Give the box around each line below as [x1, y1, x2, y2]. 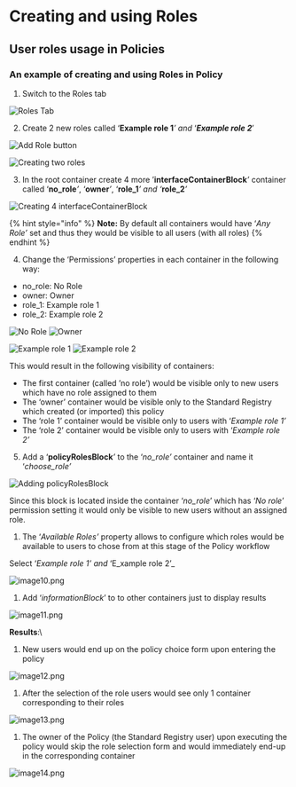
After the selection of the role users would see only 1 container [21, 688, 251, 698]
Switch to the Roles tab [21, 88, 107, 98]
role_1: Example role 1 [21, 299, 100, 310]
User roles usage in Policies [9, 42, 166, 57]
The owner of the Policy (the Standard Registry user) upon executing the [21, 731, 288, 742]
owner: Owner [21, 290, 74, 301]
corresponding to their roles [21, 696, 125, 707]
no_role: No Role [21, 280, 82, 291]
